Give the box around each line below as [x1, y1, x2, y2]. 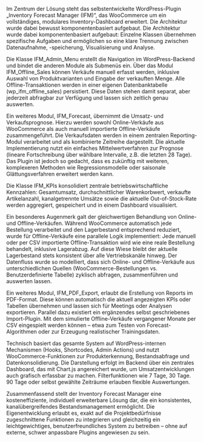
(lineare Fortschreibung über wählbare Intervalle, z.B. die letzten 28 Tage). [6, 151, 192, 158]
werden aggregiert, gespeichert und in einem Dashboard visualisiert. [6, 201, 178, 209]
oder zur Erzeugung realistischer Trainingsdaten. [38, 328, 161, 335]
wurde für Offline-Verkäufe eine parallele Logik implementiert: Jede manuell [6, 233, 196, 239]
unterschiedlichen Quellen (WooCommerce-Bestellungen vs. [6, 265, 158, 272]
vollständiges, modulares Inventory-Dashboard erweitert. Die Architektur [6, 18, 188, 25]
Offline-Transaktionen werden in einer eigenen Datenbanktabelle [6, 81, 168, 89]
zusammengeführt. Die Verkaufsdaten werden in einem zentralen [6, 132, 169, 139]
